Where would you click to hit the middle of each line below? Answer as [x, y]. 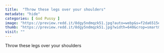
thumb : [12, 27]
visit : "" [15, 32]
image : [12, 23]
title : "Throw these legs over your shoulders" [55, 9]
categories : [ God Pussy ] [32, 18]
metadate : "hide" [23, 14]
